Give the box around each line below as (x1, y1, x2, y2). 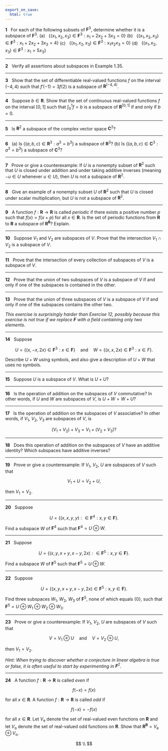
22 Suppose (5, 575, 33, 581)
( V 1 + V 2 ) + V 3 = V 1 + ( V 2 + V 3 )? (51, 426, 116, 434)
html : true (9, 12, 32, 17)
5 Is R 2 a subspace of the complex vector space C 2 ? (5, 124, 116, 131)
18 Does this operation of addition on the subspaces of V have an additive (5, 442, 160, 448)
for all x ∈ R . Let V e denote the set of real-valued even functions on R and (5, 716, 158, 724)
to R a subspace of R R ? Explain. (5, 220, 70, 226)
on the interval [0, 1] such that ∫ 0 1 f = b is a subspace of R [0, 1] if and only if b (5, 103, 161, 111)
